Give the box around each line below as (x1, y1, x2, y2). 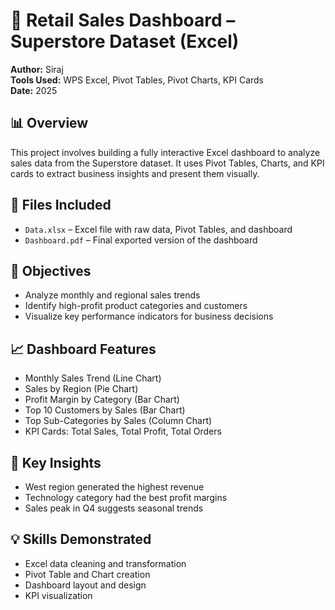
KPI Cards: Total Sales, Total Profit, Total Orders (24, 425, 222, 438)
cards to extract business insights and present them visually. (10, 167, 260, 179)
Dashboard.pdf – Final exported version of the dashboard (24, 234, 258, 246)
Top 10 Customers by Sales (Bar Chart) (24, 404, 186, 416)
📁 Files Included (10, 197, 112, 214)
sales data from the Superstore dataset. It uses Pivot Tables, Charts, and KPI (10, 157, 325, 169)
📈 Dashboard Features (10, 340, 157, 358)
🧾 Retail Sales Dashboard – (10, 9, 236, 32)
